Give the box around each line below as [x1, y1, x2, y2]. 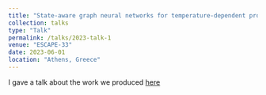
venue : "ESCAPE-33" [8, 41, 73, 49]
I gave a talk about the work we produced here [8, 77, 161, 87]
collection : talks [8, 19, 69, 27]
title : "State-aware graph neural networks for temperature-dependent [8, 11, 246, 20]
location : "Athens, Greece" [8, 56, 101, 64]
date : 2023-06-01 [8, 48, 66, 56]
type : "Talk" [8, 26, 51, 34]
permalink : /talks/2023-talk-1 [8, 33, 112, 42]
